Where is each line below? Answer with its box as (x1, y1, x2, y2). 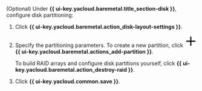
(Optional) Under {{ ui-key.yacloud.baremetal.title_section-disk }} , (6, 5, 177, 12)
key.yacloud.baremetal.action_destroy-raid (15, 66, 127, 73)
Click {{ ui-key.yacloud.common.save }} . (15, 78, 120, 85)
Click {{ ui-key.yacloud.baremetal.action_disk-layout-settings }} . (15, 24, 183, 30)
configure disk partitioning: (6, 11, 74, 19)
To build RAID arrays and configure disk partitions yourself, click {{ (15, 60, 182, 67)
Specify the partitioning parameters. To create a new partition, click (15, 42, 183, 49)
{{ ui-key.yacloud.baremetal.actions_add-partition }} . (15, 48, 154, 55)
